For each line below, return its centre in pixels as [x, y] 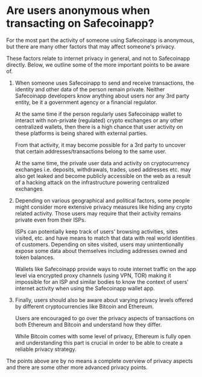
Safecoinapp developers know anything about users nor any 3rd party [102, 96]
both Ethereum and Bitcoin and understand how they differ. [88, 324]
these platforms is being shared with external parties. [81, 133]
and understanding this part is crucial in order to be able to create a [99, 343]
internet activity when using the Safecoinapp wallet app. [85, 288]
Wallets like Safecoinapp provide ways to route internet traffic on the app [106, 269]
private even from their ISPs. [50, 220]
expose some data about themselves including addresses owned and [101, 251]
